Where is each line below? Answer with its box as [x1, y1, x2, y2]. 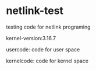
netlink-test [6, 4, 64, 17]
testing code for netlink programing [6, 23, 91, 30]
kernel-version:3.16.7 [6, 34, 56, 41]
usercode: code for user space [6, 45, 80, 53]
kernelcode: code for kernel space [6, 57, 89, 64]
